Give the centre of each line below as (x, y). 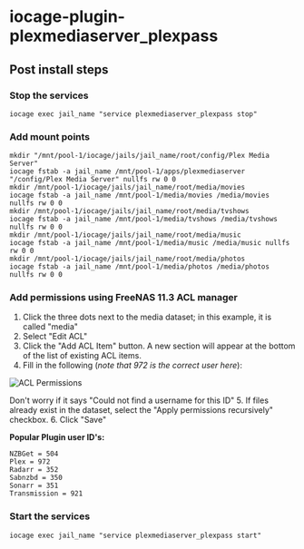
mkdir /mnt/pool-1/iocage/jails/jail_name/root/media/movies (127, 188)
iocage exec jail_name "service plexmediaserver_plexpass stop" (133, 114)
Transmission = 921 (46, 494)
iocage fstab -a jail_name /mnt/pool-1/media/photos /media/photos (140, 267)
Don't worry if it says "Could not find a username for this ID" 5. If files (139, 400)
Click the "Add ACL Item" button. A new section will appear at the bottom (159, 346)
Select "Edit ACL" (55, 337)
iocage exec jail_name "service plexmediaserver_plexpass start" (135, 535)
